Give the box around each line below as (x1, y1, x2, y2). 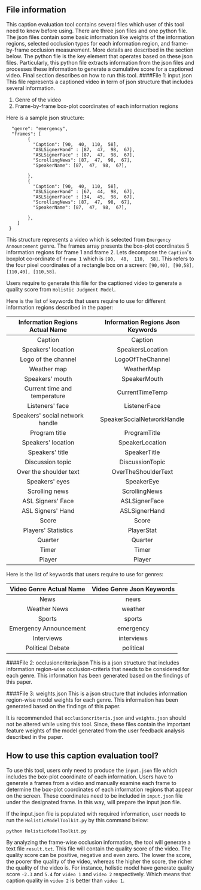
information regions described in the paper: (6, 303, 114, 311)
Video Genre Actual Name (10, 585, 86, 593)
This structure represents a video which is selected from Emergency (6, 236, 171, 243)
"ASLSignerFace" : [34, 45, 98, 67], (32, 194, 135, 200)
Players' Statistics (23, 526, 74, 534)
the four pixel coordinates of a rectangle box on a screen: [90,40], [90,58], (6, 261, 194, 269)
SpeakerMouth (121, 374, 163, 383)
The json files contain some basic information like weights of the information (6, 33, 194, 41)
